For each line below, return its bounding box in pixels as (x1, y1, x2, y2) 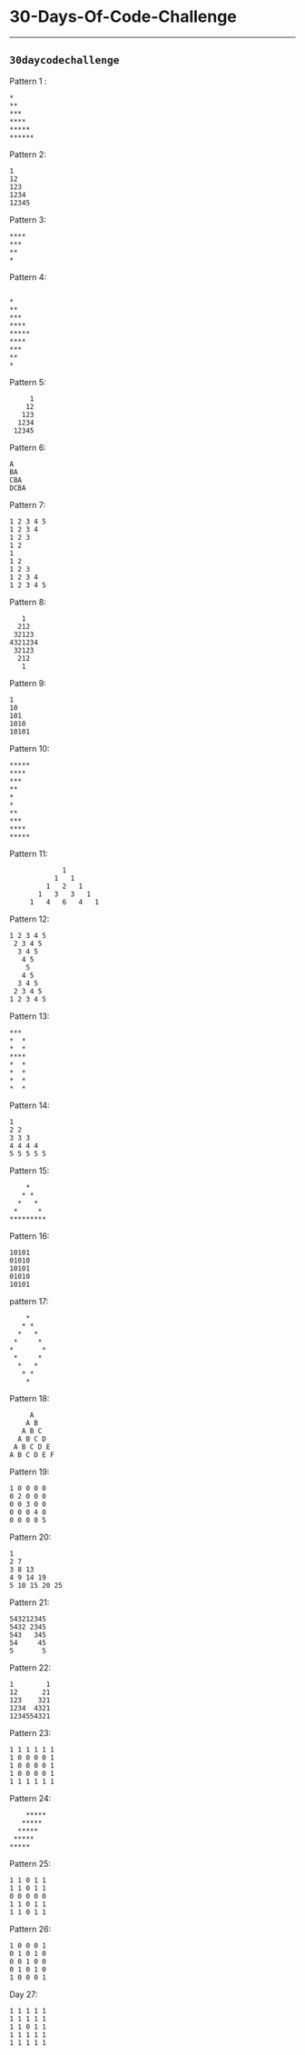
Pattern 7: (9, 499, 46, 510)
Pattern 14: (9, 1100, 50, 1111)
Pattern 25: (9, 1858, 52, 1869)
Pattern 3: (9, 214, 47, 224)
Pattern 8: (9, 596, 47, 607)
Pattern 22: (9, 1661, 52, 1673)
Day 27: (9, 1989, 38, 2000)
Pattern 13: (9, 1011, 50, 1022)
